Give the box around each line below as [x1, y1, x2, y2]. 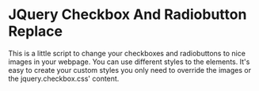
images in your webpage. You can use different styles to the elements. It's [8, 57, 250, 66]
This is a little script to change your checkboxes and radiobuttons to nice [8, 48, 246, 58]
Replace [8, 22, 63, 40]
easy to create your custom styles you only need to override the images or [8, 65, 252, 74]
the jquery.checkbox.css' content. [8, 74, 120, 83]
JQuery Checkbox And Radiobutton [8, 6, 247, 24]
